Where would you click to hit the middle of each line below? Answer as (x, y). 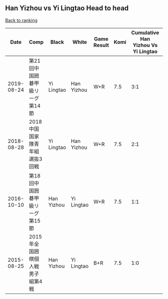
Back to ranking (21, 20)
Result (101, 45)
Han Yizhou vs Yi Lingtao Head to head (67, 8)
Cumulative (145, 32)
